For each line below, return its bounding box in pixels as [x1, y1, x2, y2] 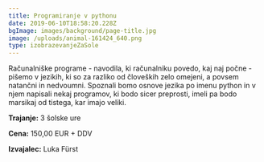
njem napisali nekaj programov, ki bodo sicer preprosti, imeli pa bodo [8, 89, 237, 99]
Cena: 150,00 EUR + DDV [8, 129, 93, 139]
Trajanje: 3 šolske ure [8, 113, 81, 123]
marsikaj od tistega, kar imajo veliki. [8, 98, 126, 107]
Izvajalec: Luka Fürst [8, 144, 79, 154]
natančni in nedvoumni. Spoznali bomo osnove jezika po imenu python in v [8, 81, 256, 91]
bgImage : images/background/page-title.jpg [8, 26, 157, 34]
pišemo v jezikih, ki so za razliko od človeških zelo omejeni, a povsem [8, 72, 239, 82]
